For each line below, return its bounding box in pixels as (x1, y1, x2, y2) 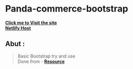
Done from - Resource (17, 58, 65, 64)
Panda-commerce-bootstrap (5, 3, 128, 15)
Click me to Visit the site (5, 20, 57, 26)
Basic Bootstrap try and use (17, 53, 76, 59)
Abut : (5, 40, 25, 48)
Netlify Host (5, 25, 31, 31)
